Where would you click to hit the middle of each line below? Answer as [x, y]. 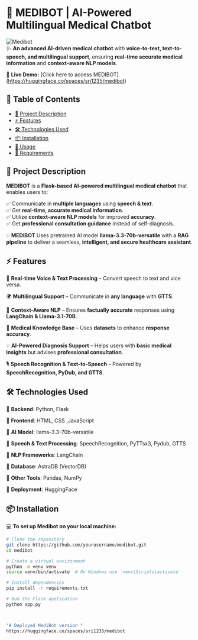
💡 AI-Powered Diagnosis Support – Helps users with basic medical [89, 345]
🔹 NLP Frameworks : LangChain [45, 455]
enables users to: [27, 192]
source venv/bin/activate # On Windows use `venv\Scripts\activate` [94, 572]
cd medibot [20, 550]
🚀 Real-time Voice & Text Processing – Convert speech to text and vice [94, 279]
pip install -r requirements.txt [47, 589]
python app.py [24, 604]
